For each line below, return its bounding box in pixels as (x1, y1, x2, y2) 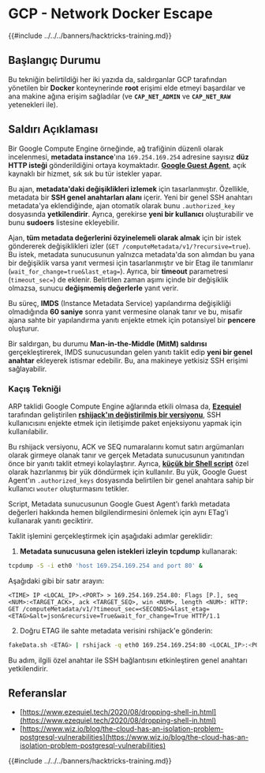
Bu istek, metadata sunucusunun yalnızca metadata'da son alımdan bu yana (8, 249, 255, 259)
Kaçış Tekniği (8, 383, 62, 394)
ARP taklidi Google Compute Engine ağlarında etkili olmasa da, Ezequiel (8, 401, 242, 411)
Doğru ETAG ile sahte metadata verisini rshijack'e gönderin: (19, 625, 213, 635)
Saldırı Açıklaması (8, 123, 99, 136)
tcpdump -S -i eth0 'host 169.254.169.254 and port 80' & (8, 562, 203, 569)
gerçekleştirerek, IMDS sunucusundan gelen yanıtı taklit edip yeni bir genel (8, 347, 252, 357)
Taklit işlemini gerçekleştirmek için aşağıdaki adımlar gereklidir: (8, 531, 213, 540)
